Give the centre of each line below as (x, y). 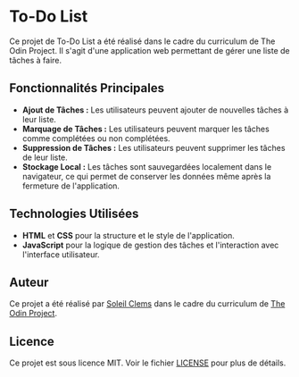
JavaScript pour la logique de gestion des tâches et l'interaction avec (150, 245)
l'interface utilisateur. (61, 254)
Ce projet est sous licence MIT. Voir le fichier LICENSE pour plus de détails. (148, 363)
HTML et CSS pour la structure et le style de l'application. (128, 235)
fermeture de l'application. (71, 186)
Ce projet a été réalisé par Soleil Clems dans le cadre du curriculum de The (147, 304)
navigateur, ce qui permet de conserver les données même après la (146, 176)
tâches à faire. (36, 60)
